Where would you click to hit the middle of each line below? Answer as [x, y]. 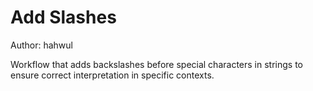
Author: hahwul [41, 45]
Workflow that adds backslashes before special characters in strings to [156, 64]
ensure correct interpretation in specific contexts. [112, 75]
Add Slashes [63, 17]
